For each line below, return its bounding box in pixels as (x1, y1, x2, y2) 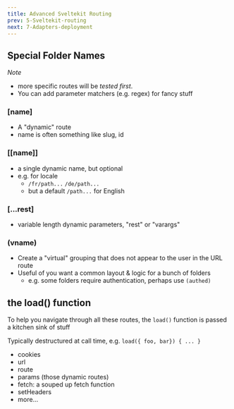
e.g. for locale (17, 171, 58, 180)
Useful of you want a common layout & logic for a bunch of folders (17, 269, 211, 277)
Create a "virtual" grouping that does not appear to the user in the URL (17, 254, 223, 262)
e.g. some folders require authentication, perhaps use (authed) (27, 276, 211, 285)
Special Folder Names (7, 49, 106, 61)
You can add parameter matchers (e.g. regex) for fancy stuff (17, 90, 193, 98)
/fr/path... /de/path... (27, 181, 100, 188)
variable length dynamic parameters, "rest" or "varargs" (17, 220, 180, 229)
